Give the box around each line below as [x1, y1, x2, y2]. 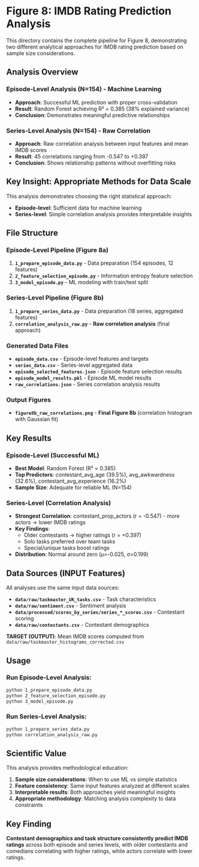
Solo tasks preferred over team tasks [23, 538, 116, 545]
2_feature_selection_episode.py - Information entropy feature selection [14, 272, 193, 280]
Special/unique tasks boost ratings [23, 545, 110, 552]
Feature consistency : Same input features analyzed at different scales [14, 782, 190, 790]
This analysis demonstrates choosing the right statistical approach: [6, 192, 172, 199]
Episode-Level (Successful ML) [6, 451, 99, 459]
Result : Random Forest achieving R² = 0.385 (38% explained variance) [14, 105, 190, 112]
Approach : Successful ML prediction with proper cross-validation [14, 98, 178, 106]
